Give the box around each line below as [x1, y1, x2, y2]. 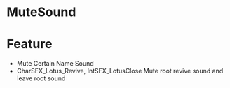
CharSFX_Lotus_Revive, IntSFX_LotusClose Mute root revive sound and [16, 67, 224, 75]
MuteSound [6, 4, 76, 20]
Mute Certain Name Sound [16, 59, 94, 68]
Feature [6, 36, 53, 52]
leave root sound [16, 74, 66, 82]
